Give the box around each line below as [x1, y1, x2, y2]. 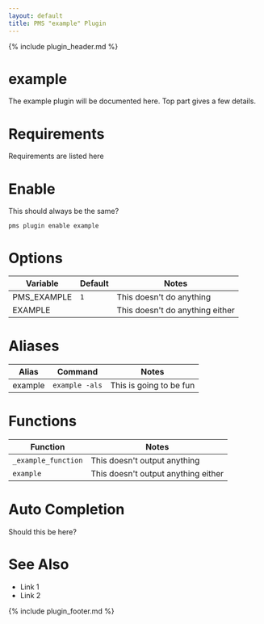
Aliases [8, 337, 60, 355]
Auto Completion [8, 500, 125, 519]
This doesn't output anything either [90, 468, 224, 480]
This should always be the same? [8, 207, 119, 216]
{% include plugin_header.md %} [8, 41, 119, 51]
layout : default [8, 11, 63, 20]
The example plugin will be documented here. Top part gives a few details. [8, 96, 257, 106]
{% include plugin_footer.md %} [8, 606, 115, 616]
